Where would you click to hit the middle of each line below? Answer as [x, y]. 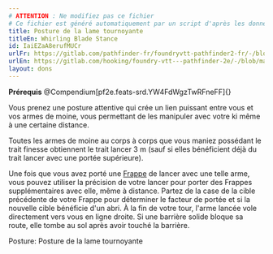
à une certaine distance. [49, 125]
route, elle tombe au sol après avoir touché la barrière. [99, 225]
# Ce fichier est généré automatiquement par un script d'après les [127, 24]
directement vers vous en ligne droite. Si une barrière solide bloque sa [126, 217]
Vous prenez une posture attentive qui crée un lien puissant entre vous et [131, 107]
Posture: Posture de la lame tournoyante [76, 241]
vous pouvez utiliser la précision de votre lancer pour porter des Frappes [130, 182]
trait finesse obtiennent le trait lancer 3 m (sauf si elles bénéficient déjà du [133, 149]
